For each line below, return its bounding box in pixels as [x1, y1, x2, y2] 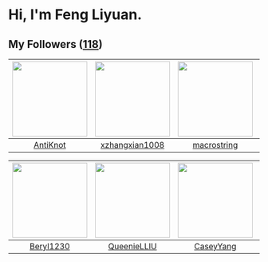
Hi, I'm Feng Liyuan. [8, 6, 142, 24]
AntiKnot [33, 140, 66, 150]
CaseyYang [194, 241, 237, 252]
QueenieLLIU [108, 241, 157, 252]
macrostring [192, 140, 238, 150]
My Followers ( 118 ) [8, 38, 103, 51]
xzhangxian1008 [100, 140, 165, 150]
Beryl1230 [29, 241, 70, 252]
